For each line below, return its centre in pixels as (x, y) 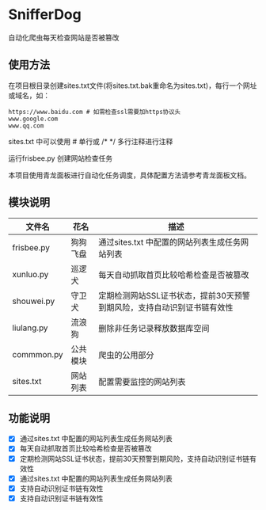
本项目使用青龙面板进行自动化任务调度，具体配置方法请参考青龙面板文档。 (129, 175)
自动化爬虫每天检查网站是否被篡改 (64, 37)
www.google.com (33, 119)
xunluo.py (30, 274)
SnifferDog (45, 15)
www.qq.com (26, 126)
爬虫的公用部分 (126, 355)
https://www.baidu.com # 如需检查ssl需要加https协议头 (94, 112)
